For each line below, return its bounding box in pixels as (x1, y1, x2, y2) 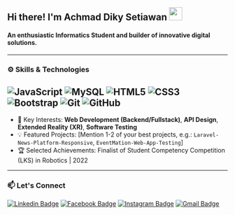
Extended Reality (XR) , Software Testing (17, 123, 138, 132)
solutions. (7, 38, 37, 46)
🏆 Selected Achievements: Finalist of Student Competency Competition (17, 146, 226, 155)
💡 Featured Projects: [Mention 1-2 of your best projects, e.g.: (17, 130, 192, 139)
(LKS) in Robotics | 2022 (17, 156, 89, 165)
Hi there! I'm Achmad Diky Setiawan (7, 11, 168, 23)
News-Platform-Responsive (17, 139, 93, 147)
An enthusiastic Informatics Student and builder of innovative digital (7, 31, 211, 39)
